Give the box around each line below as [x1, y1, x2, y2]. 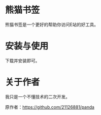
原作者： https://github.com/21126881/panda [5, 104, 95, 110]
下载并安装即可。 [5, 57, 40, 64]
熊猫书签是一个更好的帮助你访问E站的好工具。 [5, 22, 99, 27]
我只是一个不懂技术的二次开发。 [5, 93, 70, 99]
